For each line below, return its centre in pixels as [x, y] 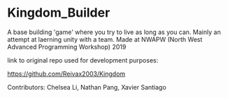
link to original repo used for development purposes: [83, 60]
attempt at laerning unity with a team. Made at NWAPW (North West [105, 39]
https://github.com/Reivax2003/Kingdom [66, 74]
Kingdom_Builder [59, 13]
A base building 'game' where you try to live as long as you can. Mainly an [114, 32]
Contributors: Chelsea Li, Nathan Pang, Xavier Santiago [87, 87]
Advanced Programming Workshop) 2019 [67, 47]
